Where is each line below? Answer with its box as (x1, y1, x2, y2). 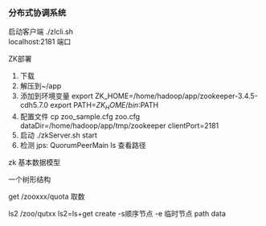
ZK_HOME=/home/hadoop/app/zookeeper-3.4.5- (95, 91, 259, 101)
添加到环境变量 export (19, 91, 94, 101)
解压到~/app (19, 81, 62, 91)
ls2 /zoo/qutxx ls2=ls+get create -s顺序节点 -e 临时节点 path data (8, 209, 227, 219)
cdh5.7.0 (19, 101, 49, 110)
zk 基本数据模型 (8, 158, 61, 167)
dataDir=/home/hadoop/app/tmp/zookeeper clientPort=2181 (19, 121, 219, 130)
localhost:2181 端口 (8, 37, 72, 47)
